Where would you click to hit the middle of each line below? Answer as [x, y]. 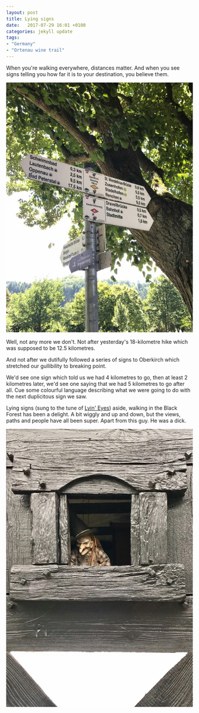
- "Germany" [21, 44]
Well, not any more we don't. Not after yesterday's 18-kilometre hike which [97, 341]
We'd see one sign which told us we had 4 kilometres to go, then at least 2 [97, 377]
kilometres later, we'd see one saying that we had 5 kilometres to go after [95, 384]
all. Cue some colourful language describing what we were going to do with [98, 390]
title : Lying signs [30, 19]
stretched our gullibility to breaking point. [56, 366]
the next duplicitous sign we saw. [47, 396]
